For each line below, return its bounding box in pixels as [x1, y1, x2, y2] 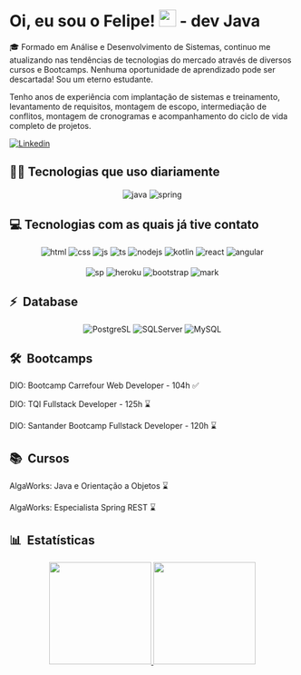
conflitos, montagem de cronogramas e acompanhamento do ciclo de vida [9, 110, 288, 122]
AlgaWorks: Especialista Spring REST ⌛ [9, 501, 156, 512]
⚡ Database [9, 293, 79, 309]
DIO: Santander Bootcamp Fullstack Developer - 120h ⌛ [9, 420, 218, 431]
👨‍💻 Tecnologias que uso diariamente [9, 164, 220, 180]
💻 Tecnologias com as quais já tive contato [9, 216, 259, 232]
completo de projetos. [9, 120, 92, 131]
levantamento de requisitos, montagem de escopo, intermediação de [9, 101, 267, 112]
